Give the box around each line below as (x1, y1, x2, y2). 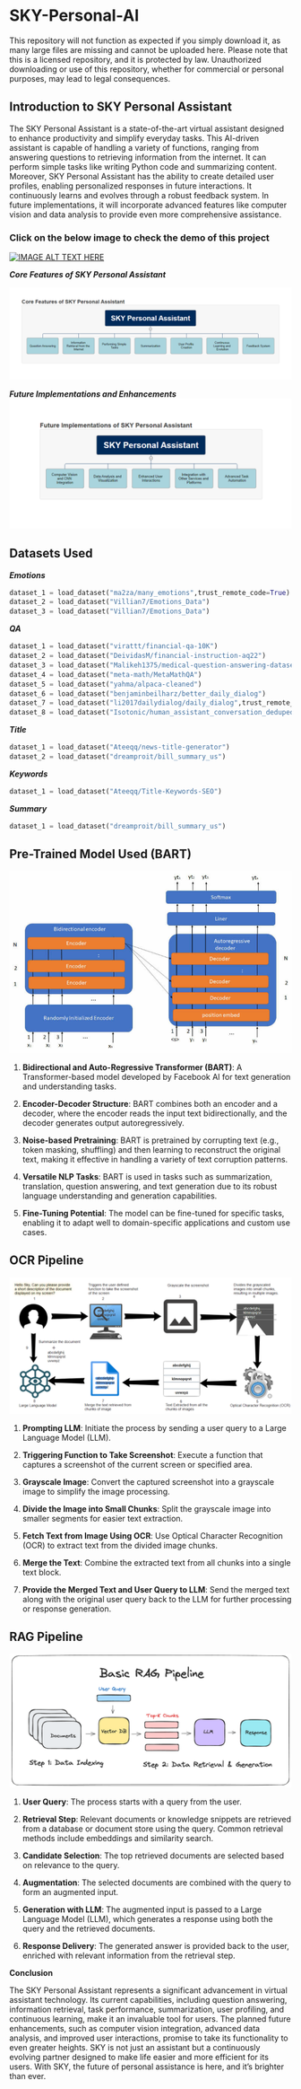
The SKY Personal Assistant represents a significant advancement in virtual (9, 1985, 288, 1996)
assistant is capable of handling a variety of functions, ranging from (9, 142, 260, 153)
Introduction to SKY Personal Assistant (9, 100, 233, 115)
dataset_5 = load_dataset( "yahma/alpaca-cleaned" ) (9, 680, 202, 689)
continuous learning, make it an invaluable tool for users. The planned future (9, 2013, 291, 2024)
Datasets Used (9, 546, 93, 561)
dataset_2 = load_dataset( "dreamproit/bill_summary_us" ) (9, 752, 227, 761)
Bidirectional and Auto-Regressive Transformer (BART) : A (21, 1061, 243, 1073)
